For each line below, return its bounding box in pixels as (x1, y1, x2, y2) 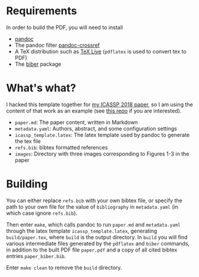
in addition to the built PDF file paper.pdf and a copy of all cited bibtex (6, 246, 178, 253)
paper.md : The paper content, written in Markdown (14, 119, 138, 126)
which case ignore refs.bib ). (6, 209, 78, 216)
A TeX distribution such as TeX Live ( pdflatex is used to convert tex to (14, 47, 187, 55)
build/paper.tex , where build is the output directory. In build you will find (6, 233, 188, 241)
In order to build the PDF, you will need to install (6, 24, 123, 31)
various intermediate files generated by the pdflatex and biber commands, (6, 240, 190, 247)
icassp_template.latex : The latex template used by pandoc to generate (14, 131, 190, 138)
